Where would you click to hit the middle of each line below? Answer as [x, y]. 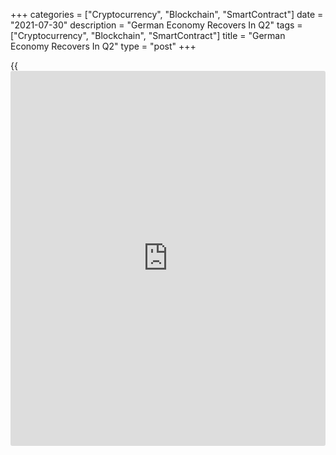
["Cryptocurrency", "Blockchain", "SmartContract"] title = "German [148, 35]
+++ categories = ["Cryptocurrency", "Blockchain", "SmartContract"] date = [167, 14]
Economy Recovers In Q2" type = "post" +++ [103, 46]
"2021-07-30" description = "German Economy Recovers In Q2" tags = [156, 25]
